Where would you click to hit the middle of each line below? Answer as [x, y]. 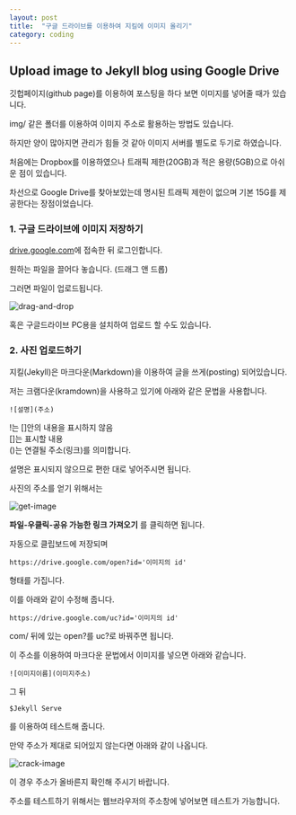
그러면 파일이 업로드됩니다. [56, 288]
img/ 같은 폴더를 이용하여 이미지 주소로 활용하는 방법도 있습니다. [122, 124]
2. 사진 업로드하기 [46, 350]
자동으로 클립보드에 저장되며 [59, 544]
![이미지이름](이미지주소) [50, 673]
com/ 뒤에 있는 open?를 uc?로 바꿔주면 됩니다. [91, 635]
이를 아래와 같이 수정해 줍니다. [62, 599]
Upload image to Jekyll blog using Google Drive [144, 71]
